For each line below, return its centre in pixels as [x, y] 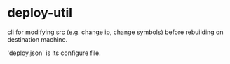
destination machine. [38, 39]
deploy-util [40, 13]
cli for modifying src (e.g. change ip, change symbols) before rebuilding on [115, 32]
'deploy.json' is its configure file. [54, 53]
